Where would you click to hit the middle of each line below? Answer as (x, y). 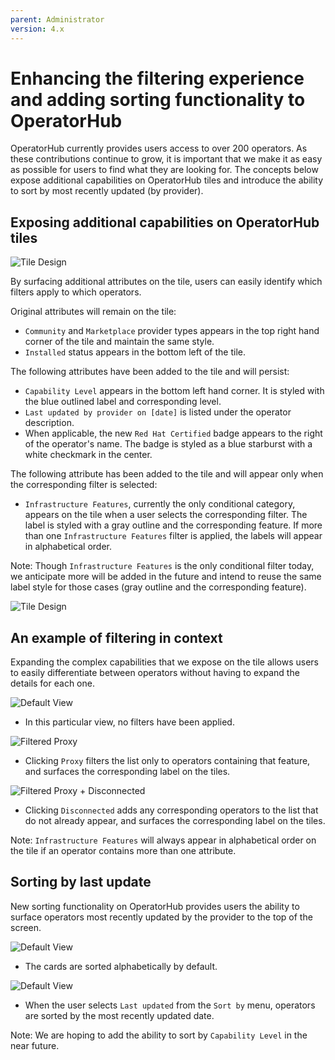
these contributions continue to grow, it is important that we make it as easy (166, 159)
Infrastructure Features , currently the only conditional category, (160, 504)
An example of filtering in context (116, 637)
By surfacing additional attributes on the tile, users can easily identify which (166, 282)
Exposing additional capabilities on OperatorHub (165, 222)
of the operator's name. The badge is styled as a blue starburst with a (168, 444)
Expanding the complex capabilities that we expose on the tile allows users (165, 662)
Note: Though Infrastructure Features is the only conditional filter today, (162, 566)
